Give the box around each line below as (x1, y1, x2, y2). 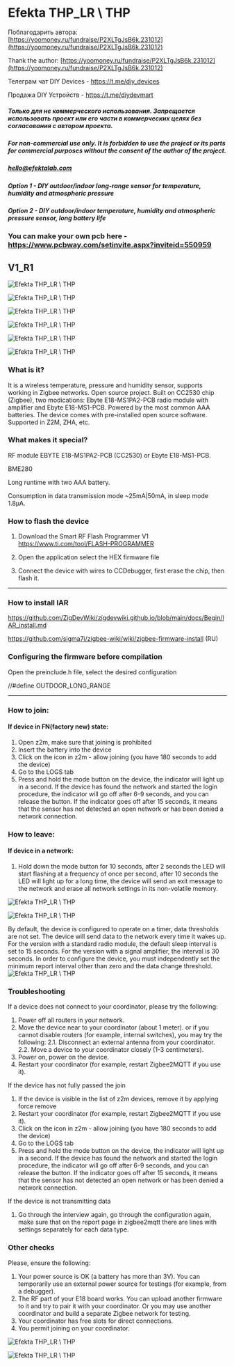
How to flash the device (8, 516, 90, 526)
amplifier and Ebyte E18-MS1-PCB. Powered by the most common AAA (8, 403, 210, 412)
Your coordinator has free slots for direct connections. (17, 1317, 174, 1325)
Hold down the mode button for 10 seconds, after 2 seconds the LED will (17, 862, 226, 870)
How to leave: (8, 829, 55, 839)
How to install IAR (8, 598, 69, 607)
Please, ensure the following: (8, 1259, 91, 1267)
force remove (17, 1102, 57, 1110)
